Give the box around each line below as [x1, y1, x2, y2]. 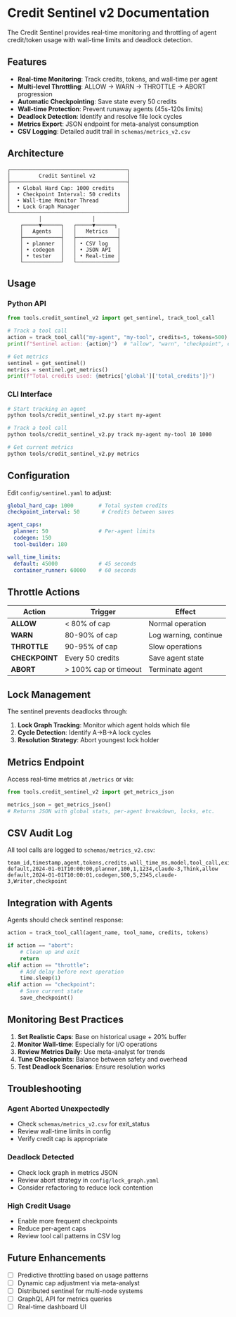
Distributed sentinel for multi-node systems [17, 1286, 143, 1295]
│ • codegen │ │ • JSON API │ [20, 246, 121, 253]
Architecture [7, 148, 65, 160]
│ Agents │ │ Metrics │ [20, 227, 121, 235]
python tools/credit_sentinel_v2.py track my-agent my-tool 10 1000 [7, 431, 212, 438]
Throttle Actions [7, 586, 81, 598]
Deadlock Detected [7, 1152, 74, 1162]
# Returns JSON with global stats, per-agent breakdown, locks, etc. [7, 808, 216, 815]
